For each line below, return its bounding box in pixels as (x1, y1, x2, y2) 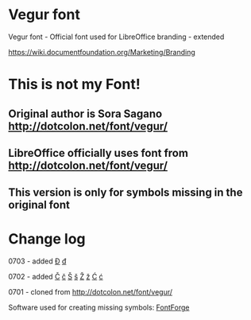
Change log (8, 230, 86, 248)
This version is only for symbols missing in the (8, 185, 243, 200)
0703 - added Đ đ (8, 256, 67, 266)
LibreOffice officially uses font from (8, 146, 189, 160)
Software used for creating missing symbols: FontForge (8, 302, 190, 312)
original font (8, 198, 70, 212)
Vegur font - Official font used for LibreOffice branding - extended (8, 32, 225, 41)
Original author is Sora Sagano (8, 107, 163, 120)
